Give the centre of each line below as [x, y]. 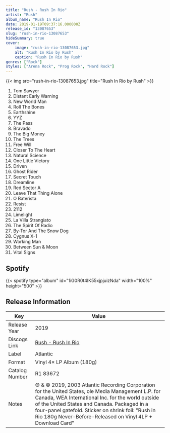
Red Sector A [27, 188]
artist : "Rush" [22, 15]
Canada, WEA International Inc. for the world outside [97, 398]
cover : [13, 43]
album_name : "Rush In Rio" [34, 19]
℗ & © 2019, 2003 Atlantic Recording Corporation [95, 385]
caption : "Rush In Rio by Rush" [49, 57]
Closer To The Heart [34, 150]
